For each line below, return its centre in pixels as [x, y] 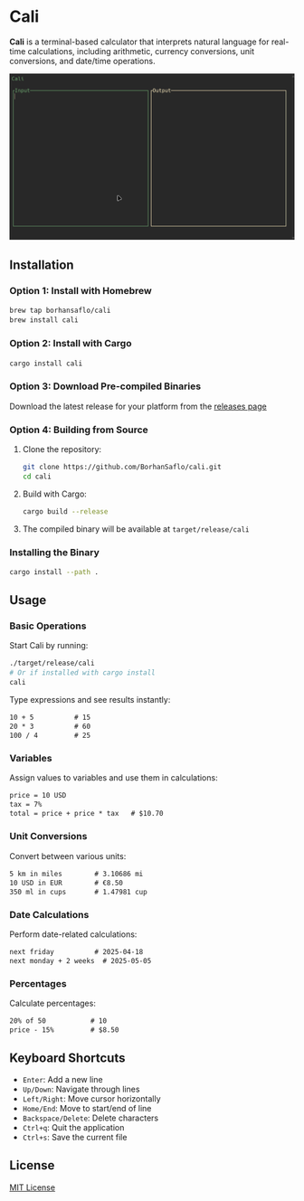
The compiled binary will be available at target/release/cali [136, 529]
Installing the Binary [54, 552]
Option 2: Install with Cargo [71, 344]
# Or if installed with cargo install [82, 673]
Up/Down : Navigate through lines [81, 1089]
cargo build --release [65, 511]
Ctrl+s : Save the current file [75, 1138]
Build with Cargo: [55, 494]
